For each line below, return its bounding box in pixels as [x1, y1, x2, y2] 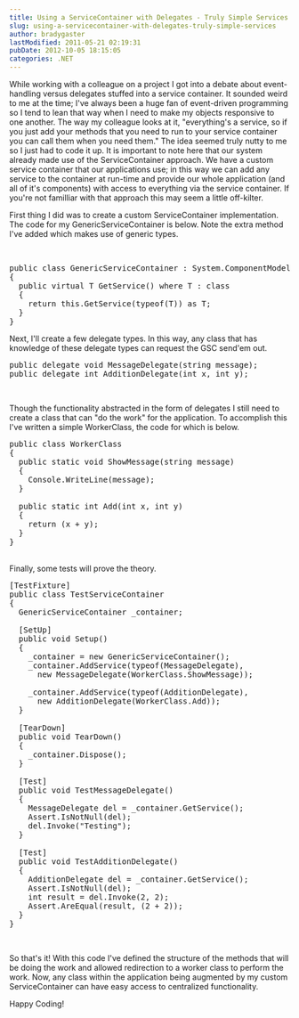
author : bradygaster [9, 29, 86, 38]
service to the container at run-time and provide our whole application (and [9, 174, 286, 183]
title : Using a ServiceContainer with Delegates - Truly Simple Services [9, 12, 289, 22]
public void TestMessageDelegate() [18, 786, 174, 795]
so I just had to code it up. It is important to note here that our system [9, 145, 263, 156]
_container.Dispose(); [28, 750, 127, 760]
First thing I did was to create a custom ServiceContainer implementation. [9, 210, 279, 220]
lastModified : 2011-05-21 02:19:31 [9, 37, 141, 47]
